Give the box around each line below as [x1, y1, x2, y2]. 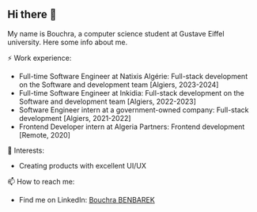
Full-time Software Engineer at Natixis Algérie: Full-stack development [18, 71, 248, 81]
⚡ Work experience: [7, 53, 72, 62]
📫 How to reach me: [7, 176, 75, 186]
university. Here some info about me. [7, 37, 128, 47]
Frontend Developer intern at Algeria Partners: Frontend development [18, 122, 245, 131]
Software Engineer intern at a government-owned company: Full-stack [18, 104, 249, 115]
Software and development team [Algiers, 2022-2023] [18, 97, 197, 106]
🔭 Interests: [7, 146, 45, 155]
